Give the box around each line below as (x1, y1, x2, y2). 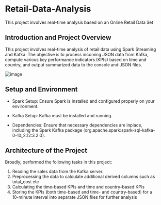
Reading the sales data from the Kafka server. (12, 169, 104, 174)
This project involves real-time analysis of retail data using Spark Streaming (5, 46, 156, 52)
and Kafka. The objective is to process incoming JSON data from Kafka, (5, 51, 149, 57)
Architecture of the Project (5, 146, 87, 155)
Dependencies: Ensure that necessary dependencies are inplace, (12, 122, 143, 128)
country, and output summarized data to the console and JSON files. (5, 62, 142, 67)
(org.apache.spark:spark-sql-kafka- (83, 127, 155, 133)
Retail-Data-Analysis (5, 3, 91, 15)
